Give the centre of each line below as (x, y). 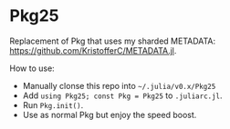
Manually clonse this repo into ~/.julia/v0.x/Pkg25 (119, 85)
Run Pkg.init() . (53, 104)
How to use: (32, 68)
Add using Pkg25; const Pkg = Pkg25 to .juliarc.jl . (122, 95)
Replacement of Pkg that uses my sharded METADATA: (113, 41)
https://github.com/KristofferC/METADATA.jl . (93, 50)
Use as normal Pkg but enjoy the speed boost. (110, 114)
